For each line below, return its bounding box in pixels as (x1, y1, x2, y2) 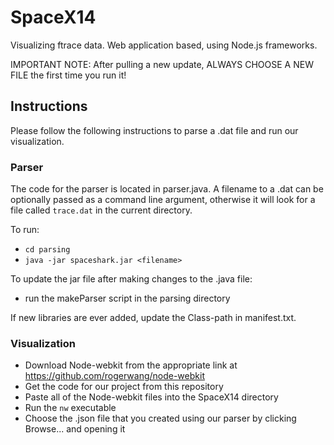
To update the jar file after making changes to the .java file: (10, 273, 253, 285)
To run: (10, 224, 40, 236)
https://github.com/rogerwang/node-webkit (24, 370, 205, 382)
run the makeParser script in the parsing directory (24, 292, 231, 305)
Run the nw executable (24, 402, 117, 414)
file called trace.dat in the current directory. (10, 204, 193, 216)
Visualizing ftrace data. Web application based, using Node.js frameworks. (10, 39, 318, 51)
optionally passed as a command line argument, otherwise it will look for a (10, 194, 316, 206)
